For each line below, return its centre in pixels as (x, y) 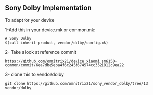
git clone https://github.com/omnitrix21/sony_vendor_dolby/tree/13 (76, 83)
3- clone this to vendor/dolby (34, 74)
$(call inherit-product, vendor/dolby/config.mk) (57, 43)
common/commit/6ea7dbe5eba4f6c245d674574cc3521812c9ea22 (64, 65)
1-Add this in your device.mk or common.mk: (50, 30)
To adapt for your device (30, 20)
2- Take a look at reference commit (40, 52)
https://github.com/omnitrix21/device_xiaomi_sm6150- (61, 61)
